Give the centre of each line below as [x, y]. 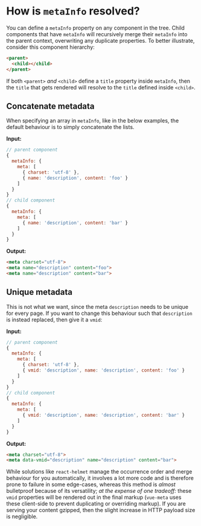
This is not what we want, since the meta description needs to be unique [97, 306]
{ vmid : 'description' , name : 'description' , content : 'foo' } [104, 370]
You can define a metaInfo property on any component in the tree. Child [96, 28]
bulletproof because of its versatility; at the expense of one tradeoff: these [99, 491]
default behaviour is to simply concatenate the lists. [70, 127]
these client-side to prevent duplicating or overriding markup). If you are [96, 504]
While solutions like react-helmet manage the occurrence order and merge [99, 472]
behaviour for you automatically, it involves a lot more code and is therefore [100, 478]
